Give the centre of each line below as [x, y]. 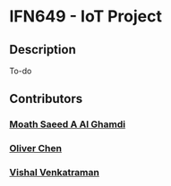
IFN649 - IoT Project [86, 17]
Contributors [46, 99]
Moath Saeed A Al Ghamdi [68, 124]
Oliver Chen [36, 148]
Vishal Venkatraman [55, 173]
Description [43, 50]
